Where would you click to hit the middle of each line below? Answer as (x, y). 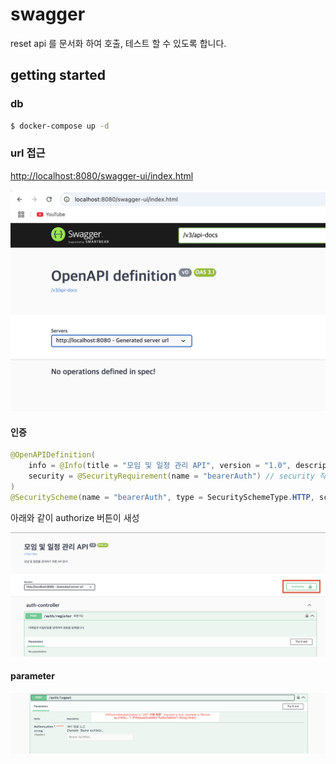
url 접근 (28, 153)
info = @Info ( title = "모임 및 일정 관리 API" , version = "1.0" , (160, 466)
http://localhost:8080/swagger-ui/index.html (102, 175)
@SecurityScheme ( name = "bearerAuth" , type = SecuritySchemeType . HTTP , (162, 497)
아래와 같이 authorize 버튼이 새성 (75, 517)
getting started (58, 75)
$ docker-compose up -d (60, 126)
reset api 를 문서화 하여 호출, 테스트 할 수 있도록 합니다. (118, 43)
